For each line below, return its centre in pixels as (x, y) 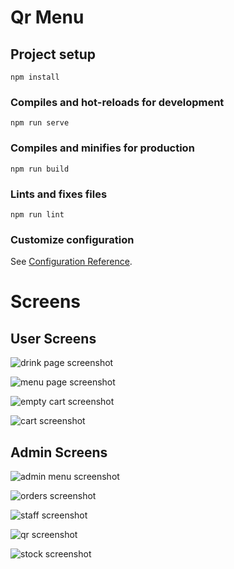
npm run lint (37, 214)
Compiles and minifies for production (102, 148)
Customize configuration (72, 239)
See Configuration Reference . (71, 262)
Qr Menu (47, 17)
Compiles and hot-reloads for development (117, 102)
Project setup (53, 54)
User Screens (53, 338)
